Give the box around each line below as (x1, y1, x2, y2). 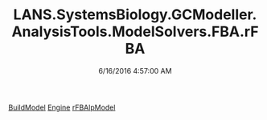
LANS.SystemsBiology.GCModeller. (13, 6, 257, 24)
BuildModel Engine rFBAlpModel (8, 102, 116, 112)
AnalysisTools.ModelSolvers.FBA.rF (11, 22, 259, 41)
